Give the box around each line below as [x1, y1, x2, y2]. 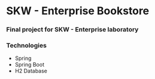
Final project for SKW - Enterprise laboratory [6, 26, 139, 34]
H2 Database [14, 67, 48, 75]
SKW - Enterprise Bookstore [6, 4, 150, 18]
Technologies [6, 42, 47, 50]
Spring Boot [14, 61, 45, 68]
